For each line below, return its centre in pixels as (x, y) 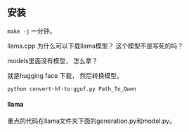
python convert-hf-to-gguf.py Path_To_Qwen (72, 89)
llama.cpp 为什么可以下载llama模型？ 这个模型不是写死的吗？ (96, 46)
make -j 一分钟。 (32, 31)
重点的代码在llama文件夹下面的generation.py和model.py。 (91, 121)
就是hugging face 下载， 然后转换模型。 (65, 75)
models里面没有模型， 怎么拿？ (53, 60)
